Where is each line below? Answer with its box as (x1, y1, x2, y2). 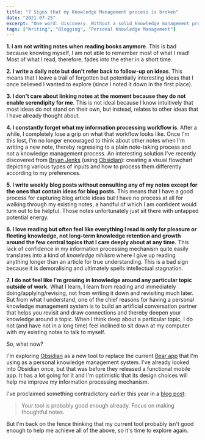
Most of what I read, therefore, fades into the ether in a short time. (6, 56, 173, 63)
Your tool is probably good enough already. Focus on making (21, 402, 175, 409)
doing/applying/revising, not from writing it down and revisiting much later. (6, 289, 194, 297)
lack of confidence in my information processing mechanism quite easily (6, 245, 189, 253)
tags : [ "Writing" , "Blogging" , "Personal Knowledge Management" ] (6, 26, 176, 32)
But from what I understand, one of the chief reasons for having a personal (6, 296, 195, 304)
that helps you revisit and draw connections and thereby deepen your (6, 309, 181, 316)
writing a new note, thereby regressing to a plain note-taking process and (6, 143, 191, 151)
